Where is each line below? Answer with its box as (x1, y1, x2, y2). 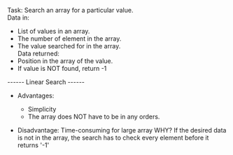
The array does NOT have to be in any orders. (27, 112, 160, 121)
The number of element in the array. (17, 34, 122, 43)
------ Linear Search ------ (7, 78, 85, 86)
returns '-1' (17, 141, 50, 149)
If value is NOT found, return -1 (17, 65, 107, 72)
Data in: (7, 13, 30, 22)
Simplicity (27, 105, 57, 113)
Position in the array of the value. (17, 57, 113, 65)
